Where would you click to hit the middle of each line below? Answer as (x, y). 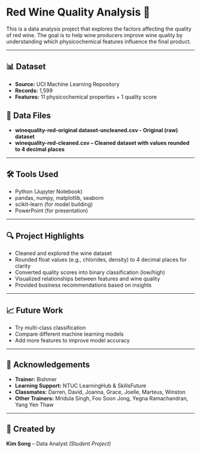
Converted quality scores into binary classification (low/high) (90, 272)
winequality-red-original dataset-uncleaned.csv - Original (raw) (96, 130)
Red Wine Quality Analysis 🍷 (78, 12)
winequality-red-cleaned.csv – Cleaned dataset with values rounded (102, 142)
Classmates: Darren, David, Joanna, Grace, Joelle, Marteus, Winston (100, 392)
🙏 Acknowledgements (48, 365)
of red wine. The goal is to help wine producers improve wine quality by (95, 35)
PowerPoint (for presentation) (51, 211)
